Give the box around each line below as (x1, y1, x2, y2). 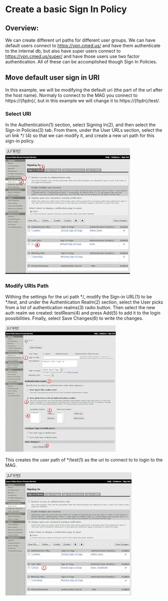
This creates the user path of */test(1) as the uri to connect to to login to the (5, 457, 163, 463)
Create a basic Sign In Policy (5, 4, 128, 15)
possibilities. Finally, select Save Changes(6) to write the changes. (5, 315, 143, 321)
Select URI (5, 110, 31, 117)
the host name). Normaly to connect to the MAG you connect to (5, 92, 138, 98)
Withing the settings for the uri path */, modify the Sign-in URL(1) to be (5, 294, 152, 300)
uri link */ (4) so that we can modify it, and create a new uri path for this (5, 133, 155, 139)
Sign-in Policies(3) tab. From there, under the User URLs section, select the (5, 127, 162, 133)
